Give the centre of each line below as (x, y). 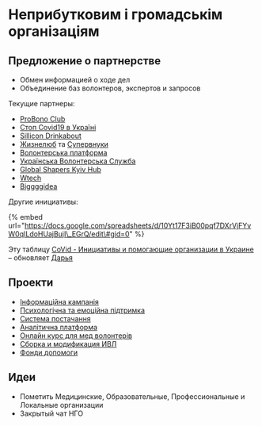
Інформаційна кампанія (59, 301)
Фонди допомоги (49, 352)
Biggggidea (38, 186)
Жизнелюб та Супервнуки (64, 144)
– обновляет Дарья (41, 258)
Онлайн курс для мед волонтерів (76, 336)
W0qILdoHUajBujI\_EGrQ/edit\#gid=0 (69, 234)
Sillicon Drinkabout (50, 136)
